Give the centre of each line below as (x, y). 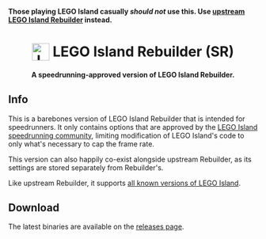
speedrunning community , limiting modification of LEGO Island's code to (126, 135)
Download (34, 208)
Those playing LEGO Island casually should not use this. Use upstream (127, 11)
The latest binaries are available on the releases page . (96, 227)
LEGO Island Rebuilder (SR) (143, 52)
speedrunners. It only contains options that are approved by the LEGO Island (133, 127)
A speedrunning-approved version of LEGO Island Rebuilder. (133, 74)
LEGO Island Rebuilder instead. (60, 20)
